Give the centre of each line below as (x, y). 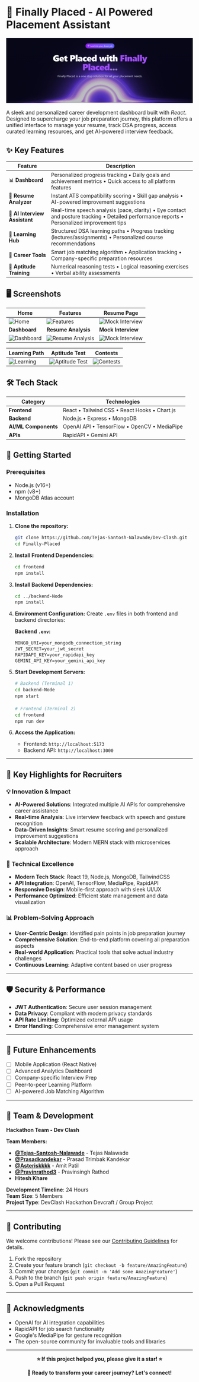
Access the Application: (45, 732)
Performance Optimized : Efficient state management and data (91, 896)
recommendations (73, 243)
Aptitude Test (68, 353)
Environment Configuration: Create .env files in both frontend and (96, 613)
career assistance (36, 811)
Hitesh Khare (31, 1178)
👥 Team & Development (50, 1116)
